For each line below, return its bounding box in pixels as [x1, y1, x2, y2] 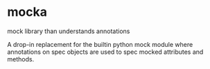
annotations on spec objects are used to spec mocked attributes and [7, 48, 204, 56]
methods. [7, 55, 35, 63]
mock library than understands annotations [7, 27, 130, 35]
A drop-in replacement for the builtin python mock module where [7, 40, 193, 48]
